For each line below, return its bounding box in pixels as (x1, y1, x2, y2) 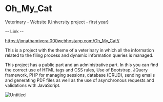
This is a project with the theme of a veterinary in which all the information (5, 47, 155, 53)
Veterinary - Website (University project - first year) (5, 19, 109, 25)
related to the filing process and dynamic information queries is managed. (5, 52, 154, 58)
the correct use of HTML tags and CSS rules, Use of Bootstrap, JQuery (5, 67, 148, 73)
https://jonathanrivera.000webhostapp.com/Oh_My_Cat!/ (5, 37, 120, 44)
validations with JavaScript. (5, 82, 61, 88)
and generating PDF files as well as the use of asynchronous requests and (5, 77, 155, 83)
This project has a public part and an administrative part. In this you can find (5, 62, 159, 68)
